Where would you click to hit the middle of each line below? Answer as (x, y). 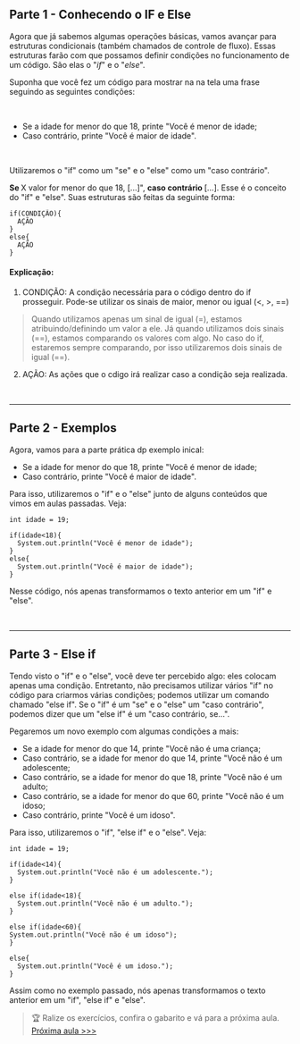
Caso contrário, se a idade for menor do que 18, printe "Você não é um (152, 777)
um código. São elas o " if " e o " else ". (77, 64)
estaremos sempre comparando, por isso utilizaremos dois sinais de (157, 348)
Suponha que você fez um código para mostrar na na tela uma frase (135, 82)
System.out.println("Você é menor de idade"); (105, 543)
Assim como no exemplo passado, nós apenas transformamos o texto (137, 990)
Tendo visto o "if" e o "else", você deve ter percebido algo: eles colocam (143, 676)
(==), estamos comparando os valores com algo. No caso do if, (147, 338)
